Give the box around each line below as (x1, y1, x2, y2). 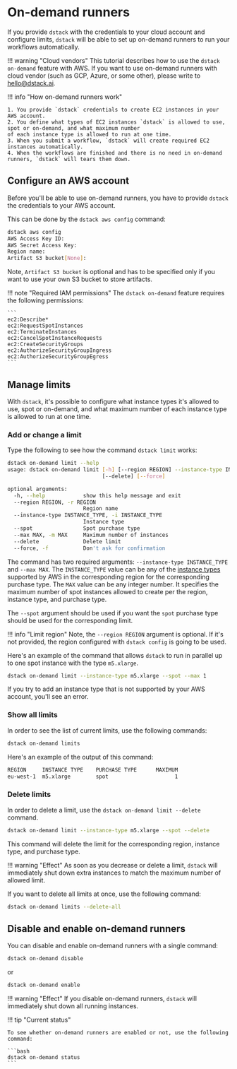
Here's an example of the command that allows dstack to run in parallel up (7, 651, 223, 659)
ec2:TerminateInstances (7, 329, 78, 336)
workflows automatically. (7, 42, 80, 51)
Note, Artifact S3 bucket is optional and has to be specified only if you (7, 268, 215, 276)
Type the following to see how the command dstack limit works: (7, 446, 197, 454)
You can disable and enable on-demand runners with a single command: (7, 941, 219, 950)
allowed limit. (7, 875, 46, 884)
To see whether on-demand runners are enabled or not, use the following (7, 1029, 229, 1036)
